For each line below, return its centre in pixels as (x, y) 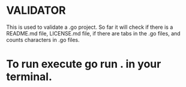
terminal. (29, 77)
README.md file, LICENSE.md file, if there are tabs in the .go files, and (94, 33)
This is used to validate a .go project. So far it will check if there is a (90, 27)
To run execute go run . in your (84, 64)
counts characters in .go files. (43, 40)
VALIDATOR (36, 10)
